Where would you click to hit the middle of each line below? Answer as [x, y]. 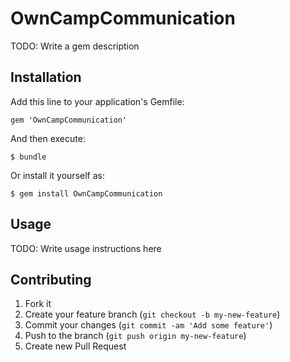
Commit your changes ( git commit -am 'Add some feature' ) [148, 325]
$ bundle [28, 157]
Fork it [38, 304]
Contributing [51, 279]
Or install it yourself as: [57, 175]
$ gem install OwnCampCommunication [86, 193]
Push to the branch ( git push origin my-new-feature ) [135, 336]
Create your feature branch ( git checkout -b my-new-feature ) [152, 314]
